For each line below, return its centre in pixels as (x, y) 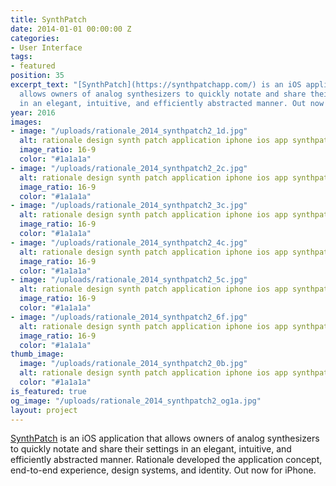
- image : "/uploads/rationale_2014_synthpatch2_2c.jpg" (129, 168)
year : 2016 (33, 112)
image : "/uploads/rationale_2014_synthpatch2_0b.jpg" (133, 364)
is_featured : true (48, 391)
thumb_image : (37, 354)
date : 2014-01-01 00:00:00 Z (71, 29)
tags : (21, 57)
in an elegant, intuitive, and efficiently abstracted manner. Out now (172, 103)
